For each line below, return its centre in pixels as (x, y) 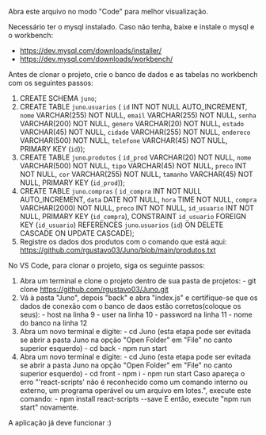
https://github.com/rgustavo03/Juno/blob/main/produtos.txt (118, 250)
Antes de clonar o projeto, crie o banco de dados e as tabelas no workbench (133, 74)
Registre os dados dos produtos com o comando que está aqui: (123, 242)
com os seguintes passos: (51, 83)
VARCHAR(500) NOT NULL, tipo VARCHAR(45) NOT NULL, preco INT (133, 166)
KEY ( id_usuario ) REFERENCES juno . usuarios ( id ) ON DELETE (122, 225)
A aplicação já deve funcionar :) (60, 423)
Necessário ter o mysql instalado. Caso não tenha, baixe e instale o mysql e (131, 27)
